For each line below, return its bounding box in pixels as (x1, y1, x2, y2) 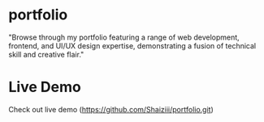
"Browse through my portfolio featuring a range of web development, (8, 32, 240, 42)
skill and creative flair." (8, 49, 84, 59)
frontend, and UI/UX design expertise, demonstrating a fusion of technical (8, 40, 257, 50)
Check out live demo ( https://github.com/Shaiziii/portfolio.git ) (8, 104, 214, 114)
